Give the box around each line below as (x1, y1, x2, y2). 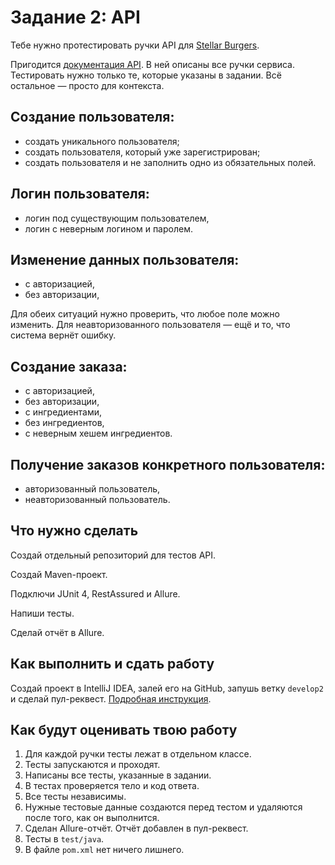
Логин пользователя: (10, 186, 150, 203)
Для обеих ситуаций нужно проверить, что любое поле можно (10, 308, 280, 320)
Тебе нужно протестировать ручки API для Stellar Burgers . (10, 39, 260, 51)
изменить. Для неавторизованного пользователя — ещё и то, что (10, 319, 291, 331)
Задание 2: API (10, 6, 141, 29)
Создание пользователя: (10, 109, 175, 126)
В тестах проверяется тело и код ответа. (24, 780, 200, 792)
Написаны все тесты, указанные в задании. (24, 769, 212, 781)
